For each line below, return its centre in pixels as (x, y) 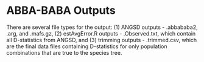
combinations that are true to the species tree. (64, 52)
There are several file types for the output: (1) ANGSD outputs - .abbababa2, (102, 27)
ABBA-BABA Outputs (61, 11)
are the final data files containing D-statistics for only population (87, 46)
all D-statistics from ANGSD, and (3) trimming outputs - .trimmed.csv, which (102, 40)
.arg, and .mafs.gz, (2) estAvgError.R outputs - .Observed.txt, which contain (101, 33)
